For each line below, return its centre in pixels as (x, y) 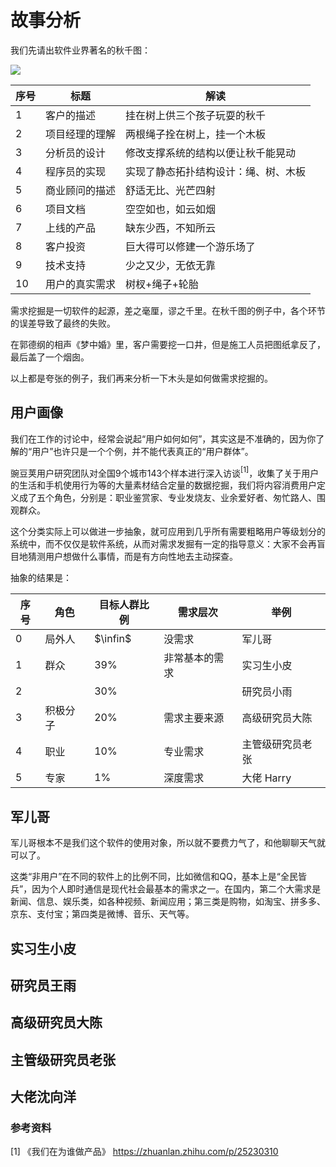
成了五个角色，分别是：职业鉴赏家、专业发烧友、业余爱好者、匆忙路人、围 (172, 498)
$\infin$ (113, 639)
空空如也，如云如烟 (171, 209)
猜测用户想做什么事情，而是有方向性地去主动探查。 (132, 557)
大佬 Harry (266, 778)
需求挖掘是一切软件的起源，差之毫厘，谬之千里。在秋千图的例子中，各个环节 (168, 310)
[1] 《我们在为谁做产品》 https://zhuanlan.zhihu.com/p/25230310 (144, 1152)
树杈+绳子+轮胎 (162, 284)
